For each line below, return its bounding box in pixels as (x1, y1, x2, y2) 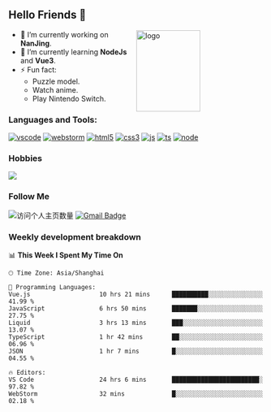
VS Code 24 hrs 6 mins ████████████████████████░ (8, 375, 264, 384)
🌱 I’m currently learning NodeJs (19, 46, 127, 57)
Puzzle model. (32, 76, 80, 86)
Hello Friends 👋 (8, 8, 87, 22)
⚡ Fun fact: (19, 64, 57, 74)
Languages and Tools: (8, 114, 97, 125)
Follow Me (8, 191, 50, 202)
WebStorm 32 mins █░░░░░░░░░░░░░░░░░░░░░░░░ (8, 390, 264, 398)
